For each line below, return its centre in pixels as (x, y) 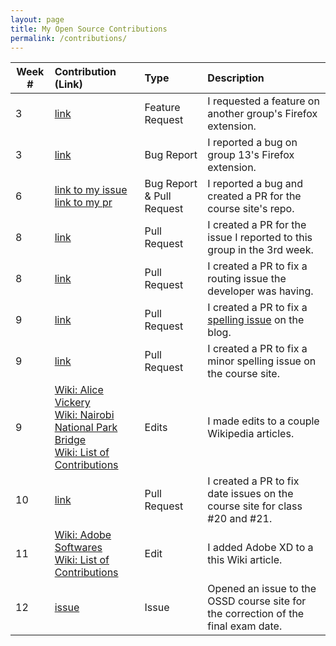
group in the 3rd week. (260, 250)
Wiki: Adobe (83, 535)
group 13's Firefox (251, 155)
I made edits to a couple (263, 421)
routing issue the (247, 279)
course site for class (255, 506)
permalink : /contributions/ (69, 38)
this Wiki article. (245, 560)
